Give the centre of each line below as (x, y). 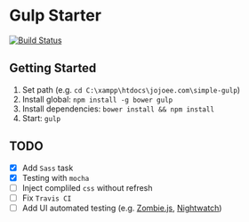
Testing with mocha (56, 177)
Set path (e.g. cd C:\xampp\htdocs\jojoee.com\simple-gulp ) (131, 89)
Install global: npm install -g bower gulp (97, 99)
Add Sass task (48, 168)
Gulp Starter (56, 16)
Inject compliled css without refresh (87, 187)
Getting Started (53, 68)
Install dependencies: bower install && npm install (118, 109)
